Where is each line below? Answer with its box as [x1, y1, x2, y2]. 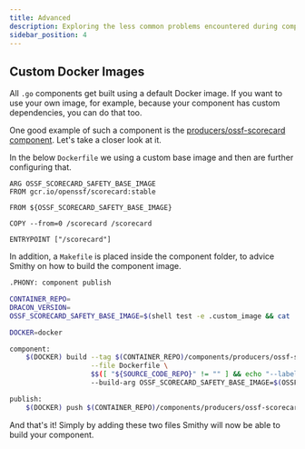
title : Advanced [9, 13, 71, 23]
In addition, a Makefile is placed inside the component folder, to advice [9, 251, 275, 262]
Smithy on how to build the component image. [9, 261, 182, 272]
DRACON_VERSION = [9, 303, 71, 312]
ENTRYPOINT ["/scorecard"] [9, 235, 112, 244]
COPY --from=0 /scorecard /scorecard [9, 219, 152, 228]
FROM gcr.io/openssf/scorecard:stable [9, 187, 156, 196]
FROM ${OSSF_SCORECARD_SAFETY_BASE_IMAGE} [9, 204, 172, 213]
